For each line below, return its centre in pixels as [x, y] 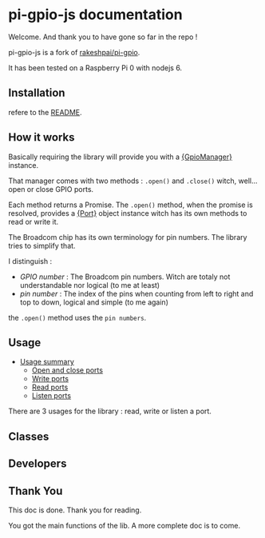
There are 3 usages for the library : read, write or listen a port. [110, 411]
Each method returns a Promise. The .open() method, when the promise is [131, 205]
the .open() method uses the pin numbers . [77, 317]
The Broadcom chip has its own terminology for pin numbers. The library [128, 237]
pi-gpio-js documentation [95, 15]
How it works [42, 137]
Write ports [50, 379]
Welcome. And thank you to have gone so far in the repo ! [103, 37]
